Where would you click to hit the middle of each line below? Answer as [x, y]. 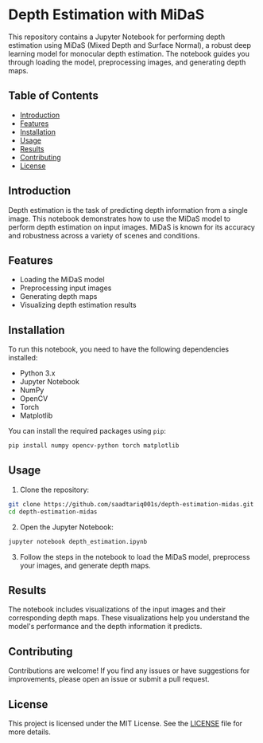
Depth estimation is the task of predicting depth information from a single [128, 210]
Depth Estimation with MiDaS [106, 15]
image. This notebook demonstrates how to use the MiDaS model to [120, 218]
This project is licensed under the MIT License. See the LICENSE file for [126, 723]
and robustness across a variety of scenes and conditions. [104, 235]
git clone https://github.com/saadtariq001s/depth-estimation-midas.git [131, 504]
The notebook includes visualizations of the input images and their [117, 609]
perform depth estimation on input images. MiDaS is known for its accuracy [132, 227]
